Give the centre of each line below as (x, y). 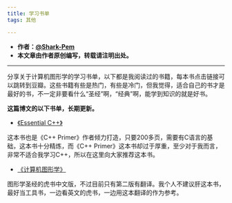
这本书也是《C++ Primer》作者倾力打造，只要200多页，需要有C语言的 (107, 137)
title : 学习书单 (28, 13)
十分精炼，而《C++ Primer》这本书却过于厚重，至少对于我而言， (129, 146)
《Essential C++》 (40, 122)
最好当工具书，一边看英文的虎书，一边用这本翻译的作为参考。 (95, 192)
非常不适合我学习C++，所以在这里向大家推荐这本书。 (83, 154)
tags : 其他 (22, 20)
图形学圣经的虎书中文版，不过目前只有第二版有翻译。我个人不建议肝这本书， (116, 184)
